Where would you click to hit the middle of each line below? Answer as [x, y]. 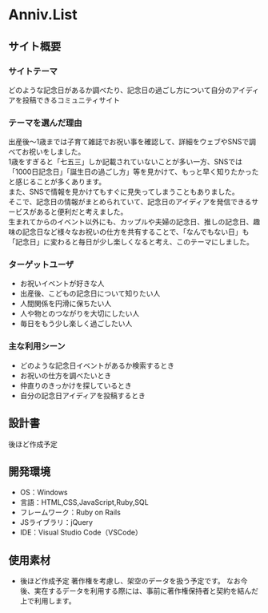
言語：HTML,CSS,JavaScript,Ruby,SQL [84, 502]
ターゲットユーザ [41, 264]
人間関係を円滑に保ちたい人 [66, 304]
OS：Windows [44, 492]
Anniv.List [43, 15]
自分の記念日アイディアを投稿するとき [83, 395]
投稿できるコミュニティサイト [71, 100]
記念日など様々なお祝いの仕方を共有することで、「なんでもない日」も [136, 232]
